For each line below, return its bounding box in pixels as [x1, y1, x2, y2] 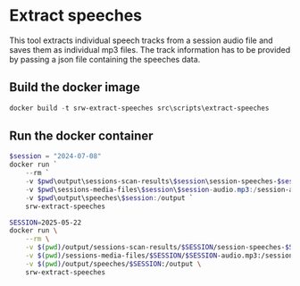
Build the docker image [9, 80, 140, 95]
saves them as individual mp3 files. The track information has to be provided [9, 44, 291, 55]
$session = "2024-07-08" [9, 152, 102, 161]
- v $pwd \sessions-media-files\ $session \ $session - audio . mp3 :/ [25, 185, 257, 194]
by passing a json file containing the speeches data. [9, 54, 201, 64]
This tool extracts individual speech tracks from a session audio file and [9, 35, 274, 46]
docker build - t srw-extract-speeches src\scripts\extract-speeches [9, 104, 270, 113]
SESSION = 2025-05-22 [9, 218, 82, 227]
